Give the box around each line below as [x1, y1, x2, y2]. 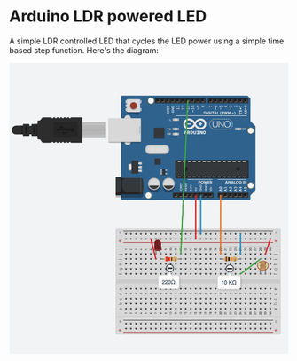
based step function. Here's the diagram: [9, 44, 160, 55]
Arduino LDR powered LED [9, 6, 207, 27]
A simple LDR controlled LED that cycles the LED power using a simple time [9, 35, 285, 46]
